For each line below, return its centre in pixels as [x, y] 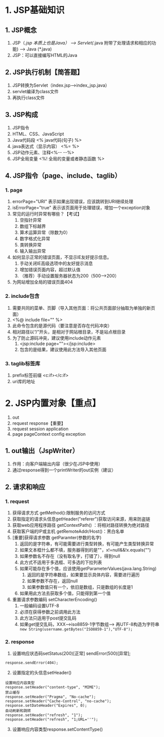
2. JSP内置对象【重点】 [53, 403]
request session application [40, 429]
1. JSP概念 [21, 30]
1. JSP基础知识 [35, 10]
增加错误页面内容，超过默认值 [50, 270]
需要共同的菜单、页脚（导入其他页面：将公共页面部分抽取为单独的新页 [84, 308]
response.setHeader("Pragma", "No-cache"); [51, 697]
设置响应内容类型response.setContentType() [58, 729]
